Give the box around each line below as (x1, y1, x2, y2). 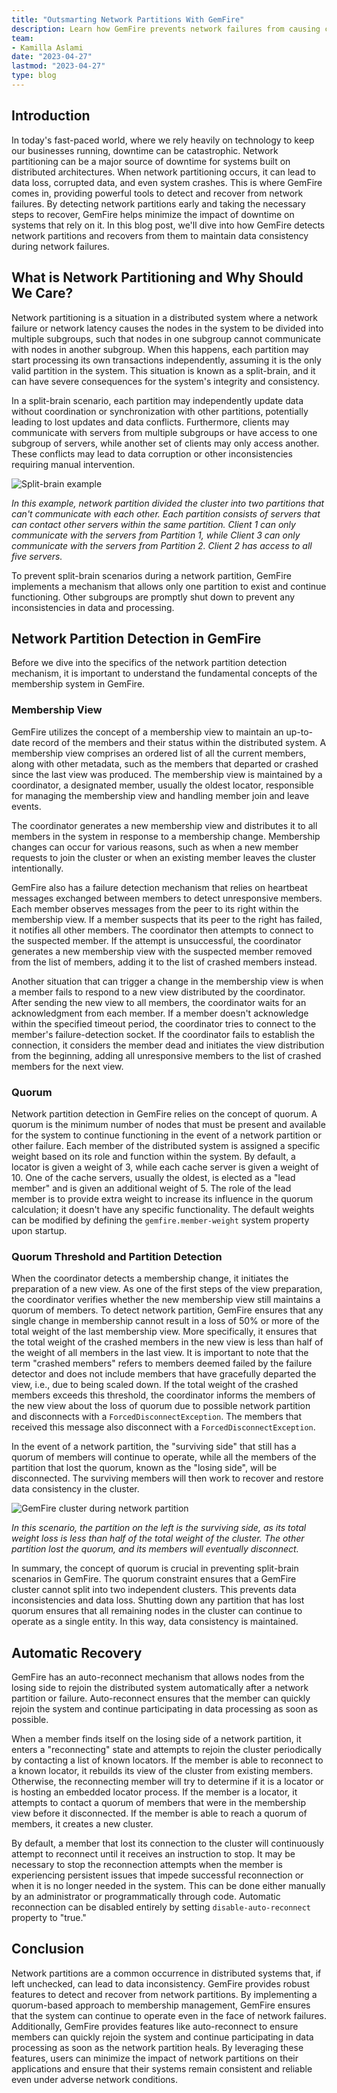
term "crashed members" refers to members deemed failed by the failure (11, 1357, 313, 1370)
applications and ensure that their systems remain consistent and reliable (11, 2062, 313, 2075)
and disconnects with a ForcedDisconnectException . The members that (11, 1411, 303, 1423)
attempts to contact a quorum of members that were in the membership (11, 1797, 307, 1809)
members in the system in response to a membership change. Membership (11, 830, 321, 842)
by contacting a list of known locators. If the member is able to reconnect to (11, 1754, 324, 1766)
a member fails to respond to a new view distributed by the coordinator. (11, 986, 306, 998)
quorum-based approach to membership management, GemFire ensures (11, 1999, 311, 2011)
